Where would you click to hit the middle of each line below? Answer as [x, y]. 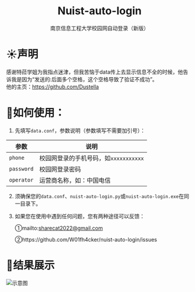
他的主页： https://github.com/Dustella [52, 87]
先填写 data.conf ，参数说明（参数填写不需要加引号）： [80, 130]
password [21, 169]
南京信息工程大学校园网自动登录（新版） [100, 28]
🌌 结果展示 [31, 265]
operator [21, 180]
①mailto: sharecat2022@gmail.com [59, 228]
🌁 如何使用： [36, 113]
